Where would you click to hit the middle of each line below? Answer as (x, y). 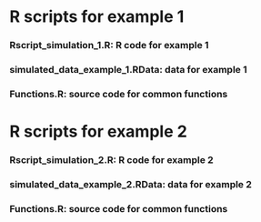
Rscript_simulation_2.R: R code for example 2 (111, 160)
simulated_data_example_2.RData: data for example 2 (131, 184)
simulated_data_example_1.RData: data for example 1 (128, 70)
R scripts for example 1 (97, 17)
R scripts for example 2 (99, 131)
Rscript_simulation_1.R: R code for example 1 (109, 45)
